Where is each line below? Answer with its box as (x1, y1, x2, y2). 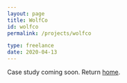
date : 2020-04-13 (7, 49, 58, 56)
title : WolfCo (7, 17, 49, 24)
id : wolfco (7, 23, 39, 30)
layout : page (7, 10, 45, 17)
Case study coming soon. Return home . (7, 68, 121, 76)
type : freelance (7, 43, 54, 50)
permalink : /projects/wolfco (7, 29, 92, 37)
